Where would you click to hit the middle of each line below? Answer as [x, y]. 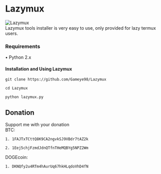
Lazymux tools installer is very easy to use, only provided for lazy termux [81, 28]
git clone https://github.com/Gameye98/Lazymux [56, 79]
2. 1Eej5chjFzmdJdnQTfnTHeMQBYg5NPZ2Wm [47, 148]
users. [12, 33]
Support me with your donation [37, 125]
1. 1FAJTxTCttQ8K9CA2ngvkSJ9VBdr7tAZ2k [47, 139]
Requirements [23, 46]
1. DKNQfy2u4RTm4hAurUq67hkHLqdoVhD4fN [47, 166]
